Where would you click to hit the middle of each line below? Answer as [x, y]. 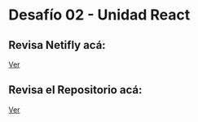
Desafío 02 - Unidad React [99, 15]
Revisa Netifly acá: [57, 45]
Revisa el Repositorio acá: [75, 90]
